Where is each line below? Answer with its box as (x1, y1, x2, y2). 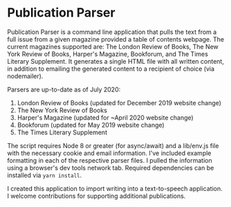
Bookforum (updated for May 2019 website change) (17, 120, 165, 129)
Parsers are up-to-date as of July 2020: (7, 85, 121, 93)
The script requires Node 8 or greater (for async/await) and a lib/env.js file (7, 141, 219, 150)
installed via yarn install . (7, 171, 82, 179)
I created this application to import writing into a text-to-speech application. (7, 184, 223, 192)
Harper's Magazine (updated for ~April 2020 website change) (17, 113, 194, 122)
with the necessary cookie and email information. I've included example (7, 149, 212, 157)
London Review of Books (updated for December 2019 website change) (17, 98, 221, 107)
